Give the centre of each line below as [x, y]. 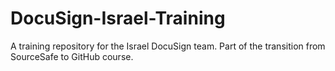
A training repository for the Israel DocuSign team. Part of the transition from [168, 46]
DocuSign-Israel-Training [118, 18]
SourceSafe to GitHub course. [72, 56]
